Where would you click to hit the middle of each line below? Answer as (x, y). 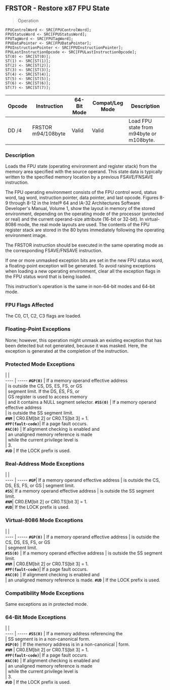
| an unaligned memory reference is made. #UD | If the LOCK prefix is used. (83, 580)
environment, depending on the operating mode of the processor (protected (84, 214)
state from (141, 127)
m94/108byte (49, 133)
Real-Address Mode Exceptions (45, 464)
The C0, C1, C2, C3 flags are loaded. (43, 316)
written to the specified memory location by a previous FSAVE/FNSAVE (79, 177)
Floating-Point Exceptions (38, 329)
